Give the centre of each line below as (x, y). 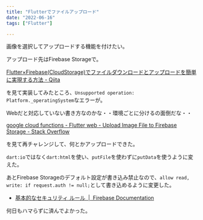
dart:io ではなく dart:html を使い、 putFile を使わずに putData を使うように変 (100, 157)
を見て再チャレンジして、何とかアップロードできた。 (72, 144)
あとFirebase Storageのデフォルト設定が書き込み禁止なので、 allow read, (98, 178)
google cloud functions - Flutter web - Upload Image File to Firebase (92, 125)
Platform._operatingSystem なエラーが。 (56, 100)
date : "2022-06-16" (31, 18)
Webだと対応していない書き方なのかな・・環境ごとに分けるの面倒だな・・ (99, 113)
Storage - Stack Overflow (38, 132)
